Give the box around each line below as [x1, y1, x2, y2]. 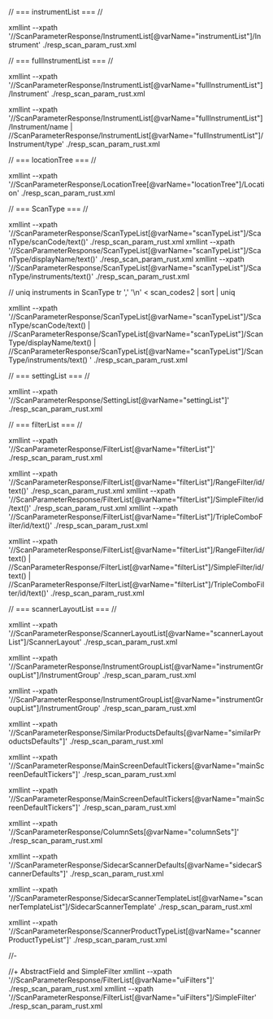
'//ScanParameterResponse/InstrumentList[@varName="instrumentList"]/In [8, 32, 262, 41]
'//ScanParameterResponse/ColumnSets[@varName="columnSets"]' [8, 827, 240, 837]
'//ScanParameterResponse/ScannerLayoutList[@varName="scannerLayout [8, 629, 264, 638]
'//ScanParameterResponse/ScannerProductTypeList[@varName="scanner [8, 926, 262, 936]
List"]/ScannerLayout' [8, 637, 82, 647]
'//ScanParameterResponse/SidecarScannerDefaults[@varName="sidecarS [8, 860, 262, 870]
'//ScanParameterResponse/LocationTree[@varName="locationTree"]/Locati [8, 179, 265, 189]
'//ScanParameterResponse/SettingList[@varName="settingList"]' [8, 395, 230, 405]
